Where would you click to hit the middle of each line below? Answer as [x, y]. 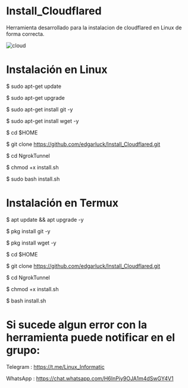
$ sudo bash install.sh [33, 179]
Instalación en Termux [62, 203]
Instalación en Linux [57, 70]
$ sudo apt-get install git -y [40, 109]
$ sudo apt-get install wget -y [43, 121]
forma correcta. [25, 33]
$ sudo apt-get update [34, 86]
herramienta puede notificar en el [91, 337]
